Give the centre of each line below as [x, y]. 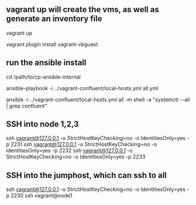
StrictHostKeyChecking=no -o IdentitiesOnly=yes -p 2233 [76, 157]
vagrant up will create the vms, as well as [82, 10]
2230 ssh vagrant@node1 [42, 196]
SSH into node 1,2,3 [42, 124]
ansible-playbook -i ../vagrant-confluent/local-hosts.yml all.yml [82, 88]
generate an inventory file [54, 19]
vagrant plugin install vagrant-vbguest [52, 44]
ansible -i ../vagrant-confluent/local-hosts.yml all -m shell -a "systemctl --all [98, 100]
